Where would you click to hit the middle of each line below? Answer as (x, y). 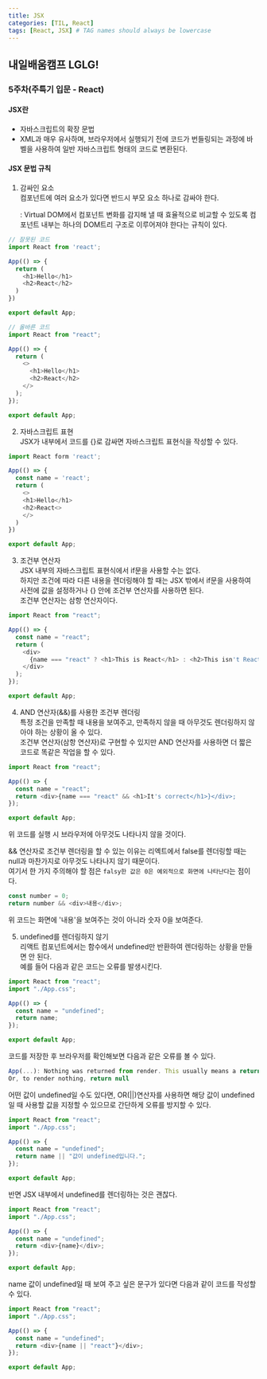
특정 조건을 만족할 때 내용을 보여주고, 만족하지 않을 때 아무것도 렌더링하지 (133, 722)
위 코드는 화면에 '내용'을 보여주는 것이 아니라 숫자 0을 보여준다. (106, 920)
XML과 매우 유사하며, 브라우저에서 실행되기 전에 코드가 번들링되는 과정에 (132, 139)
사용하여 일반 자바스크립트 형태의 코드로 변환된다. (111, 149)
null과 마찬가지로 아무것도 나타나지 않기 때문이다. (84, 861)
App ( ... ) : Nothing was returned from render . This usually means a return (135, 1072)
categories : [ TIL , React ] (51, 23)
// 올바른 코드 (29, 327)
